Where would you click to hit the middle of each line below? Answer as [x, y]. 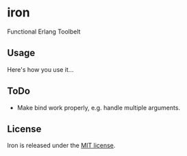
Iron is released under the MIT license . [61, 146]
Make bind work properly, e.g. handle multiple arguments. [98, 107]
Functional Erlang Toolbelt [44, 31]
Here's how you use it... [40, 69]
